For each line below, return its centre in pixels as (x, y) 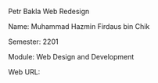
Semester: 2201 (33, 41)
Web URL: (24, 72)
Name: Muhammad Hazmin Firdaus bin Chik (79, 26)
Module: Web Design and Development (71, 57)
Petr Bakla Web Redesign (49, 11)
